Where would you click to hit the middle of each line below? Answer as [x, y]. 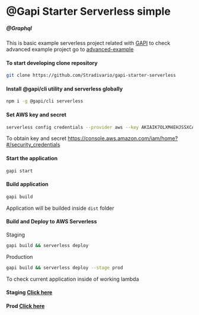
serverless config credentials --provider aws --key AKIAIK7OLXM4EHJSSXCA [100, 127]
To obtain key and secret [36, 138]
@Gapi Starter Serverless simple [88, 12]
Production [20, 256]
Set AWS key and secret [36, 115]
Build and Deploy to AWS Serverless [52, 222]
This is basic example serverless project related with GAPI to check [88, 43]
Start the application [32, 158]
